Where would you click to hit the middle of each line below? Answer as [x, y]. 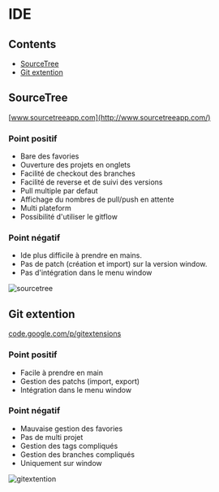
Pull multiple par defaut [59, 191]
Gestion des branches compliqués [77, 454]
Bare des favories [49, 156]
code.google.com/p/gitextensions [65, 333]
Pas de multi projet [52, 437]
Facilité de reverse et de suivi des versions [91, 182]
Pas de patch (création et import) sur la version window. [114, 264]
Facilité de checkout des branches [77, 174]
